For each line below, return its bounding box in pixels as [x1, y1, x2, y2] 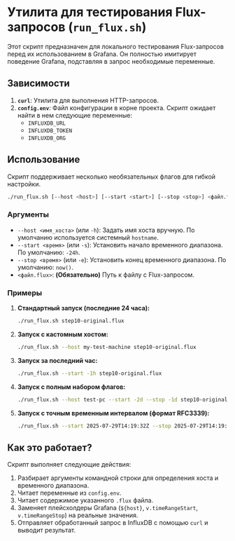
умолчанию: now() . [17, 263, 73, 271]
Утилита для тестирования [7, 4, 173, 20]
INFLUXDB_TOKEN [27, 127, 72, 134]
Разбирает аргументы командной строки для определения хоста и [17, 474, 219, 482]
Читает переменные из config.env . [17, 488, 122, 498]
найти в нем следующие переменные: [17, 111, 133, 119]
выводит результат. [17, 526, 76, 535]
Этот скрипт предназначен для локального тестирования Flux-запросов [7, 42, 224, 50]
